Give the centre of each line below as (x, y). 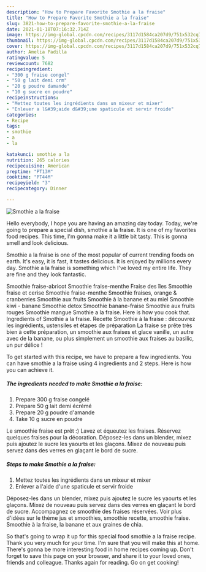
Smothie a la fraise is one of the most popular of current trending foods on (100, 255)
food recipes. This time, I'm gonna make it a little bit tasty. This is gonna (97, 236)
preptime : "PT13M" (30, 172)
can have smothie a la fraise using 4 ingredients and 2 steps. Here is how (99, 363)
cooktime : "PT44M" (30, 177)
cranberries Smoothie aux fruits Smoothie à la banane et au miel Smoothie (100, 299)
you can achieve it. (30, 369)
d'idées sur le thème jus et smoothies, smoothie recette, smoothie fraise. (98, 518)
